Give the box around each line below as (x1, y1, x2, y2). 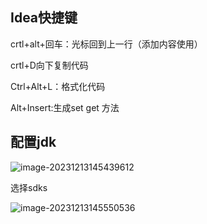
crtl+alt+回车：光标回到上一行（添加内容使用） (10, 38, 203, 50)
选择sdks (10, 181, 48, 193)
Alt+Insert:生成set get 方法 (10, 101, 120, 113)
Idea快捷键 (10, 9, 78, 27)
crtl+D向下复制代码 (10, 59, 89, 71)
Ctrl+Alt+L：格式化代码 (10, 80, 106, 92)
